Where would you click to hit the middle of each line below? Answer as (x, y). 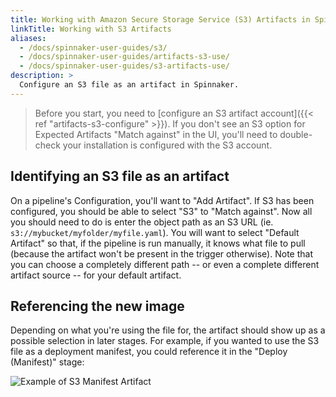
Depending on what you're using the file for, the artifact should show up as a (168, 330)
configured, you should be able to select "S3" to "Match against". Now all (161, 211)
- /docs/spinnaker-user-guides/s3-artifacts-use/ (124, 66)
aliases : (28, 38)
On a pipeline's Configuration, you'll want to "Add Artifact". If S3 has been (162, 200)
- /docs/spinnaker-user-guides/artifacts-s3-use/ (124, 57)
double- (296, 134)
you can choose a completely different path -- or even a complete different (165, 264)
